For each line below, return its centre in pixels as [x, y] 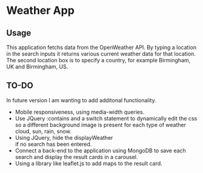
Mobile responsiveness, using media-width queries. [80, 112]
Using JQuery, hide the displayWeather [64, 137]
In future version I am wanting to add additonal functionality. [81, 100]
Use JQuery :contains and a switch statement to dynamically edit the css [106, 118]
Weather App [40, 11]
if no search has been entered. [53, 144]
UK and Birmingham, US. [37, 67]
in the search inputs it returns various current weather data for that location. [101, 54]
